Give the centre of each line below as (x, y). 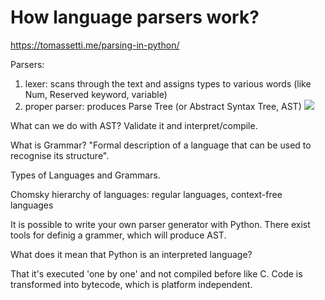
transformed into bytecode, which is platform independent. (131, 284)
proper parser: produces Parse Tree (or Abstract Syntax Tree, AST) (163, 106)
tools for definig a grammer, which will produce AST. (118, 235)
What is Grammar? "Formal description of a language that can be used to (161, 145)
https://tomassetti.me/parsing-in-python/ (95, 45)
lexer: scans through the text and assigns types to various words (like (168, 83)
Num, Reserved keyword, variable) (96, 94)
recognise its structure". (60, 155)
